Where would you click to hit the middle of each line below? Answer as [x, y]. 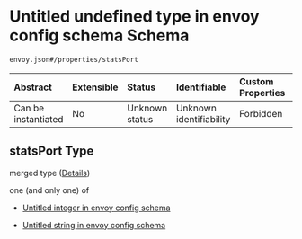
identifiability [203, 119]
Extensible [95, 87]
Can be [29, 108]
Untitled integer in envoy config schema [96, 208]
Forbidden [261, 113]
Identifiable [201, 87]
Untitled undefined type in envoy [134, 17]
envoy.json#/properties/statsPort [74, 59]
